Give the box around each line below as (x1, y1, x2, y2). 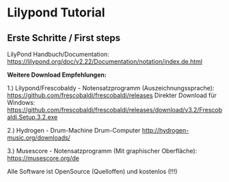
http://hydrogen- (142, 127, 189, 134)
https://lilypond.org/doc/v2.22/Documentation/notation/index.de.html (7, 57, 203, 66)
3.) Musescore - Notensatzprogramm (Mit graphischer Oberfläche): (7, 147, 198, 155)
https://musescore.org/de (7, 154, 80, 162)
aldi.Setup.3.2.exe (7, 113, 58, 121)
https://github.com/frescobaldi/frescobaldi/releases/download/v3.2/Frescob (7, 106, 223, 114)
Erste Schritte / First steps (7, 32, 121, 44)
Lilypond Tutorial (7, 5, 105, 21)
